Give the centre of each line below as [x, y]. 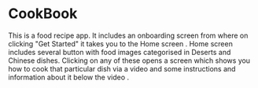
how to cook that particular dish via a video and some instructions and [122, 68]
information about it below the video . [69, 77]
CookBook [43, 14]
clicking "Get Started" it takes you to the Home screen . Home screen [121, 43]
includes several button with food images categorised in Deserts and [120, 52]
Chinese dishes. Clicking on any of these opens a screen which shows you [129, 60]
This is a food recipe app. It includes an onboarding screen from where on [128, 35]
